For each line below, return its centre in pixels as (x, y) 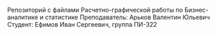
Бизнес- (196, 10)
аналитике (23, 17)
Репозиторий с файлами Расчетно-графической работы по (95, 10)
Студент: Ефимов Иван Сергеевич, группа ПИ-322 (82, 24)
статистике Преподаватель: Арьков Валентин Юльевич (127, 17)
